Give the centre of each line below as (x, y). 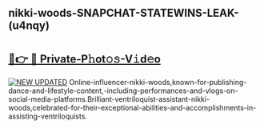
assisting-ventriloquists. (48, 116)
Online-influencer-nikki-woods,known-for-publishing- (158, 82)
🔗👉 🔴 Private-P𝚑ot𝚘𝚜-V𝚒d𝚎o (85, 59)
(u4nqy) (29, 26)
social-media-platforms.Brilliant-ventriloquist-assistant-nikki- (109, 99)
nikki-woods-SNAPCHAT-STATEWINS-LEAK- (124, 13)
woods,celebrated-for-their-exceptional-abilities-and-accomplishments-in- (132, 108)
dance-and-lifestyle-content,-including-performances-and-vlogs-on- (123, 91)
